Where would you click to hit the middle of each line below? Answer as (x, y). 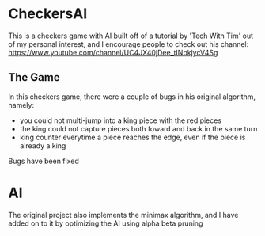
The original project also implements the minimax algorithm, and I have (123, 215)
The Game (34, 77)
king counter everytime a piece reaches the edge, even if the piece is (132, 137)
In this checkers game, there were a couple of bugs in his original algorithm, (132, 97)
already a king (43, 145)
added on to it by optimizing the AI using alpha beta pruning (106, 223)
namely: (21, 105)
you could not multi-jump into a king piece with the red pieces (121, 120)
